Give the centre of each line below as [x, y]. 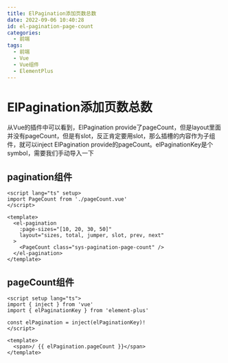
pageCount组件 [41, 282]
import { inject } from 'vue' [50, 305]
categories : [24, 33]
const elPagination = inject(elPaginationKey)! [77, 323]
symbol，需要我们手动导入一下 [50, 153]
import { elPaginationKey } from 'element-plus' [78, 311]
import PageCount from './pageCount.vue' [67, 199]
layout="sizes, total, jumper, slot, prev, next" [92, 235]
